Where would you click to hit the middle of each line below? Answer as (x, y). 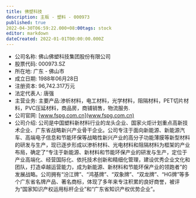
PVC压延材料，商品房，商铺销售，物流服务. (78, 108)
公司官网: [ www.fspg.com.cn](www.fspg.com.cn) (74, 115)
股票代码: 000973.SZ (40, 64)
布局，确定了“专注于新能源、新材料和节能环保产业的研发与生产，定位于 (101, 152)
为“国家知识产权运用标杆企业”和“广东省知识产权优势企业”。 (86, 189)
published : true (26, 22)
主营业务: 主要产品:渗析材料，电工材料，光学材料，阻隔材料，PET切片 (99, 100)
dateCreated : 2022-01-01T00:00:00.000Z (55, 39)
